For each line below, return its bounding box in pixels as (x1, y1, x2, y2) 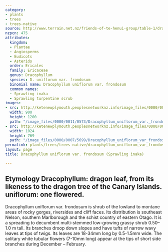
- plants (5, 12, 23, 17)
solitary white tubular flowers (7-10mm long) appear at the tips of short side (5, 235, 161, 241)
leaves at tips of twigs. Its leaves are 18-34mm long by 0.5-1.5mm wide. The (5, 230, 162, 236)
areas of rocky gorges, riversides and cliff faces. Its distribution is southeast (5, 209, 162, 215)
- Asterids (9, 59, 32, 64)
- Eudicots (9, 54, 32, 59)
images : (5, 101, 21, 106)
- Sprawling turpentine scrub (9, 96, 72, 101)
